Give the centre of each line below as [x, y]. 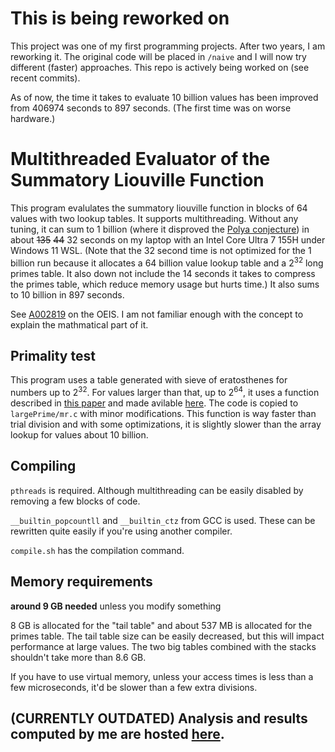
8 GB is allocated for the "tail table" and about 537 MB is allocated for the [161, 625]
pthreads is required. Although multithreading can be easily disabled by [157, 490]
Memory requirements [81, 582]
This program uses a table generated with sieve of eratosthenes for [149, 380]
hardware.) [33, 118]
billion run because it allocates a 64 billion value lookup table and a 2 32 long [167, 262]
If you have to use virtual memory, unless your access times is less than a [162, 676]
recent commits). [45, 78]
